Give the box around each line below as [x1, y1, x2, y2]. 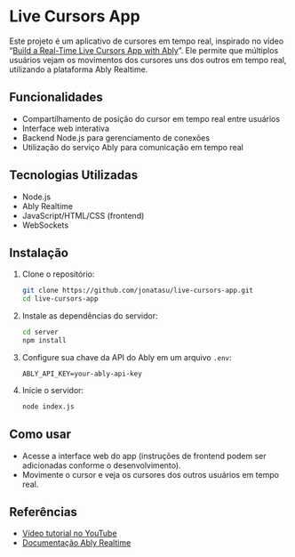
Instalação [9, 245, 69, 260]
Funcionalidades [9, 90, 104, 105]
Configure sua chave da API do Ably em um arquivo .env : [21, 351, 233, 362]
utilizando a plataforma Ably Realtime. [9, 64, 148, 75]
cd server [21, 327, 60, 337]
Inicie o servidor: [21, 384, 84, 395]
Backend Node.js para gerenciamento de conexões [21, 132, 211, 143]
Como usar [9, 427, 72, 442]
